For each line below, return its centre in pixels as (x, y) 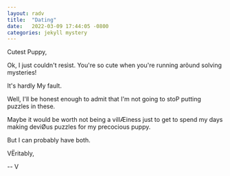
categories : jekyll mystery (47, 33)
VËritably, (21, 153)
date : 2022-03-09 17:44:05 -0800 (58, 26)
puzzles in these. (31, 106)
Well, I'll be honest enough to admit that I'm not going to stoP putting (104, 99)
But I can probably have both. (49, 140)
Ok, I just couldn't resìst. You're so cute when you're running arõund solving (114, 65)
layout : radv (26, 13)
